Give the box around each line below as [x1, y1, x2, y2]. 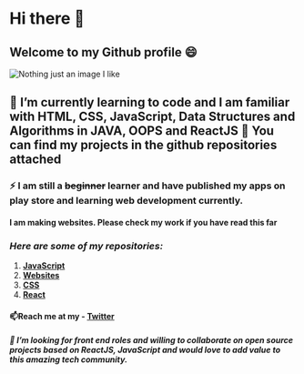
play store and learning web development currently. [9, 195, 244, 207]
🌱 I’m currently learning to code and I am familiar [9, 95, 290, 110]
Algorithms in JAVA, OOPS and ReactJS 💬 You [9, 123, 275, 139]
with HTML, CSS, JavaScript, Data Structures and [9, 109, 296, 125]
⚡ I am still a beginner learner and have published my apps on [9, 179, 286, 192]
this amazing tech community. [9, 354, 128, 365]
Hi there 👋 [9, 8, 85, 29]
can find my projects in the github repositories [9, 137, 278, 153]
